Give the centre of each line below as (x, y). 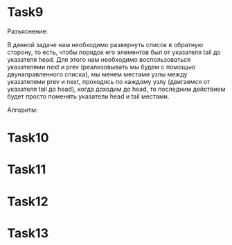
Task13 (28, 233)
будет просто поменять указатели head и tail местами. (88, 96)
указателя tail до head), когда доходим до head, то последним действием (116, 89)
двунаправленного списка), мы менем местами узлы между (97, 74)
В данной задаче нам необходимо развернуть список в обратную (105, 44)
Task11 (27, 170)
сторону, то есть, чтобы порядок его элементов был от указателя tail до (114, 52)
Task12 (28, 201)
